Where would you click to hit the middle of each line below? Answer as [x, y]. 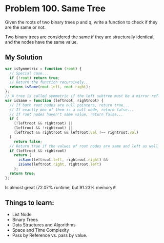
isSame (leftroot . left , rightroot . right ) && [63, 160]
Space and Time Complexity [41, 230]
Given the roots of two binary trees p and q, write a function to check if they [81, 22]
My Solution [24, 58]
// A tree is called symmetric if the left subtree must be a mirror [77, 96]
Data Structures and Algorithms [44, 225]
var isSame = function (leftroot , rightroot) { [54, 100]
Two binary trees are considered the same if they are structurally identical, [80, 37]
